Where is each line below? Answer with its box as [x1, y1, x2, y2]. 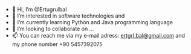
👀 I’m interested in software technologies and [11, 12, 125, 19]
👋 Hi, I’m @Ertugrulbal [11, 6, 67, 13]
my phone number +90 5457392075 [11, 41, 103, 48]
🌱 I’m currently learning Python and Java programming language [11, 19, 173, 25]
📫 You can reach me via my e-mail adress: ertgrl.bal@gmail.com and [11, 32, 186, 39]
